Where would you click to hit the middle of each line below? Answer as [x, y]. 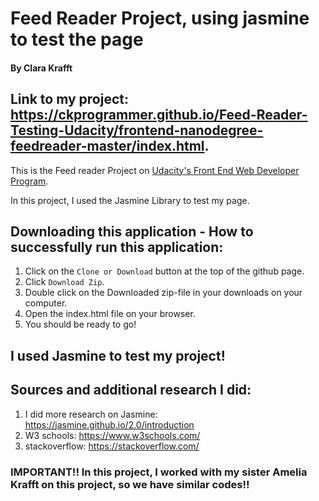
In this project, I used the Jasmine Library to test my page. [130, 200]
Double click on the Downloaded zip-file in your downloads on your [163, 293]
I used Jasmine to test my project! [118, 355]
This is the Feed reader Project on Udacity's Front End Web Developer [155, 170]
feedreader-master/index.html [107, 146]
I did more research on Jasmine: [91, 414]
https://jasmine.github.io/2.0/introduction [109, 424]
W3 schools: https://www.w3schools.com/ [112, 435]
